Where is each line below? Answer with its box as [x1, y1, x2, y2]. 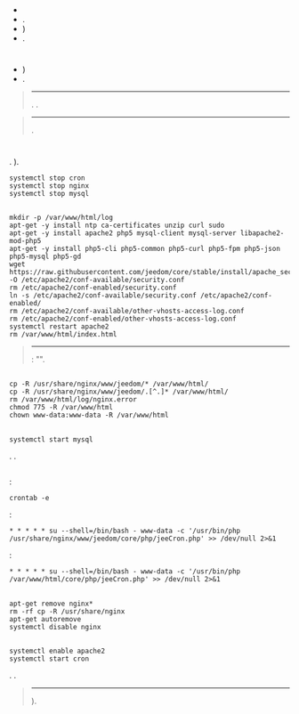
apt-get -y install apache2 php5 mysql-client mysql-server [9, 228, 238, 238]
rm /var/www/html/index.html [9, 329, 117, 338]
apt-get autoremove [9, 614, 82, 623]
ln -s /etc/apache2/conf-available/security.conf [9, 290, 198, 300]
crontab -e [9, 494, 50, 503]
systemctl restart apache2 [9, 321, 109, 331]
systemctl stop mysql [9, 189, 90, 198]
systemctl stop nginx [9, 181, 90, 191]
